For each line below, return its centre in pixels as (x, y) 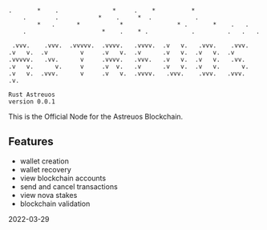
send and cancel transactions (69, 186)
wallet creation (44, 161)
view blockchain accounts (63, 178)
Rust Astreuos (32, 95)
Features (31, 141)
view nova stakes (49, 195)
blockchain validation (55, 204)
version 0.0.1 (32, 102)
